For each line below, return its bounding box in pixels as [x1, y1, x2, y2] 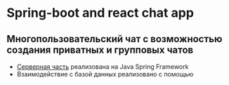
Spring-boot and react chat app [6, 5, 195, 21]
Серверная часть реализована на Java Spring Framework [16, 63, 189, 71]
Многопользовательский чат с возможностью [6, 33, 223, 45]
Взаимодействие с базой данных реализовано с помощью [16, 70, 194, 78]
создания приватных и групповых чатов [6, 44, 194, 55]
